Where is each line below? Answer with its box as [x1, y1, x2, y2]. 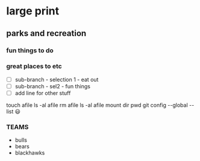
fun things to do [6, 46, 54, 55]
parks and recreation [6, 28, 87, 38]
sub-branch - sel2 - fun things [14, 82, 90, 90]
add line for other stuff [14, 89, 71, 97]
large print [6, 4, 60, 18]
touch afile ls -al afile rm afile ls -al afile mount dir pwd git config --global [6, 101, 188, 109]
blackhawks [14, 149, 45, 157]
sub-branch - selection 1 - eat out [14, 76, 99, 83]
